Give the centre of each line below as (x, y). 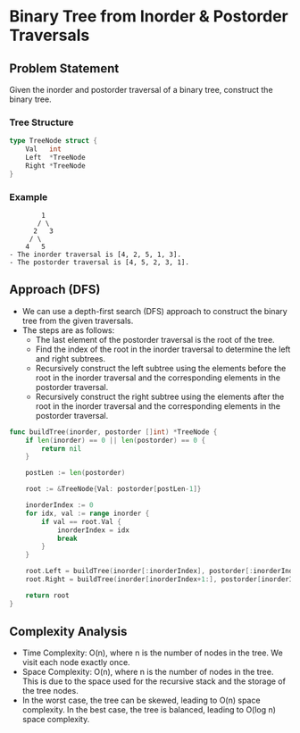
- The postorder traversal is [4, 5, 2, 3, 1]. (100, 262)
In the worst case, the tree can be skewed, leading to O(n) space (141, 700)
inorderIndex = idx (93, 530)
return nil (62, 448)
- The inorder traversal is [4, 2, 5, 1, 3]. (95, 254)
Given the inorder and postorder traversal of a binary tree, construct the (142, 90)
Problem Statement (64, 68)
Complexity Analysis (68, 632)
